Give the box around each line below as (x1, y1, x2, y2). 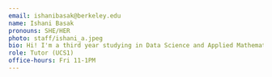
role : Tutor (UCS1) (8, 49, 74, 57)
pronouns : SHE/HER (8, 26, 70, 34)
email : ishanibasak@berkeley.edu (8, 11, 121, 20)
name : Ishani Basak (8, 19, 74, 27)
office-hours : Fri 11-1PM (8, 57, 96, 65)
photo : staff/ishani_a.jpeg (8, 34, 104, 43)
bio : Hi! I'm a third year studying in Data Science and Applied (8, 42, 233, 50)
